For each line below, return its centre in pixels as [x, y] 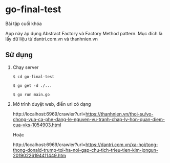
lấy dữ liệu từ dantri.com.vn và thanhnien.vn [52, 39]
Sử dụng [19, 55]
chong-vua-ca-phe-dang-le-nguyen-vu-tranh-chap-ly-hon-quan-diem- [89, 119]
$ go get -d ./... [32, 85]
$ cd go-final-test [34, 77]
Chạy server [26, 67]
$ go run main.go [31, 95]
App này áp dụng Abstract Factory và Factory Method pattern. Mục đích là [84, 33]
